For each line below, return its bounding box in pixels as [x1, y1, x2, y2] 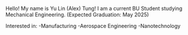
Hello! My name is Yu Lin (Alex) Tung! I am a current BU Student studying [5, 5, 183, 12]
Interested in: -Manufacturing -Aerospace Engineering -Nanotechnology [5, 23, 181, 29]
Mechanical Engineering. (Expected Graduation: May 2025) [5, 11, 149, 18]
